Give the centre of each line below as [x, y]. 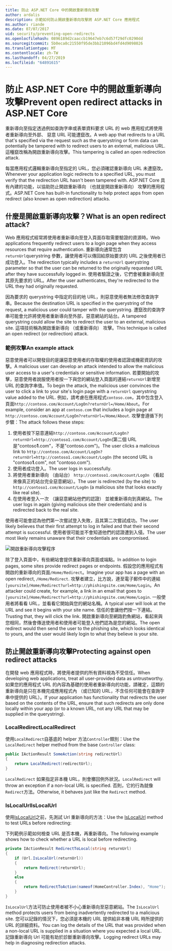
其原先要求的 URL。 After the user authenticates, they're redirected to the [82, 280]
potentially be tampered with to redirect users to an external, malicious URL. [85, 146]
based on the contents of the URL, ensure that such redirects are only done [85, 703]
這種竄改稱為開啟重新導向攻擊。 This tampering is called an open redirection [85, 152]
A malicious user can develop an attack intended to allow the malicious [89, 367]
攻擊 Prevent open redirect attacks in [84, 102]
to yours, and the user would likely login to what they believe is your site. [82, 634]
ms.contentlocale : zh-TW [32, 53]
